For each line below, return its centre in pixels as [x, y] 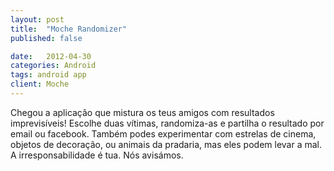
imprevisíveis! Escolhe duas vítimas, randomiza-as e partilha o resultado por [167, 123]
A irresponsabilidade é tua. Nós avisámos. [97, 155]
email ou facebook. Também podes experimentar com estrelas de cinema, [163, 133]
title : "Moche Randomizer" [69, 29]
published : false [46, 38]
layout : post [37, 19]
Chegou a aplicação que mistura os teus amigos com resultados [142, 112]
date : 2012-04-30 [51, 56]
